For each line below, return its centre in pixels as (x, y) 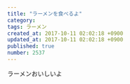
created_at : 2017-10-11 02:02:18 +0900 (65, 33)
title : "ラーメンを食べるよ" (45, 14)
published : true (31, 46)
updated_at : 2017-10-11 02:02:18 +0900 (65, 40)
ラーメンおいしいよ (35, 73)
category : (22, 20)
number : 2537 (26, 53)
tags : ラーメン (27, 27)
